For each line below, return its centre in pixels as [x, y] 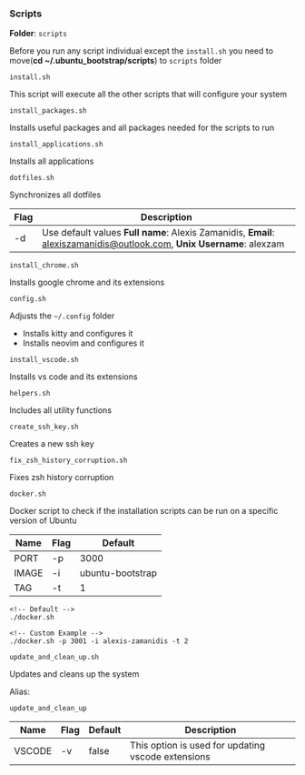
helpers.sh [30, 394]
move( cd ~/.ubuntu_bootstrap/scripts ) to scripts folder [116, 61]
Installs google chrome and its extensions [87, 282]
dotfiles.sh [32, 178]
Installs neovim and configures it [84, 343]
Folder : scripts [39, 34]
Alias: [20, 692]
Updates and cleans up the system [74, 674]
